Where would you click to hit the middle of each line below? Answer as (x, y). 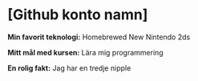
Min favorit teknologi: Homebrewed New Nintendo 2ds (99, 37)
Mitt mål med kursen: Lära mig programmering (85, 52)
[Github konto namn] (78, 15)
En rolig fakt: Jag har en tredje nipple (69, 68)
